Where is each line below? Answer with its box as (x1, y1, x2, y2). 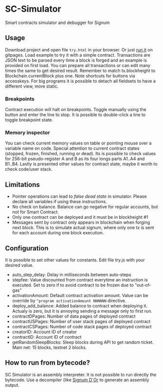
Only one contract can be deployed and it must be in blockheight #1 (12, 214, 148, 220)
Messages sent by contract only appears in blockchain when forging (12, 219, 150, 226)
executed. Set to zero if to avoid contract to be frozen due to (12, 282, 134, 288)
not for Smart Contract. (12, 209, 59, 215)
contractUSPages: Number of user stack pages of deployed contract (12, 318, 151, 324)
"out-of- (135, 282, 151, 288)
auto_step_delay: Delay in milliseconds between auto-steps (12, 272, 132, 277)
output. (5, 382, 20, 388)
